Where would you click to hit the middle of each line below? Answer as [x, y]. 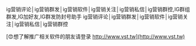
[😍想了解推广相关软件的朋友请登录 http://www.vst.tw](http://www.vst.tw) [96, 37]
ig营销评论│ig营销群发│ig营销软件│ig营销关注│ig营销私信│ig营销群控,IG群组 [98, 9]
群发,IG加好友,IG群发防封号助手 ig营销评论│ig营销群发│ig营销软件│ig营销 [94, 17]
